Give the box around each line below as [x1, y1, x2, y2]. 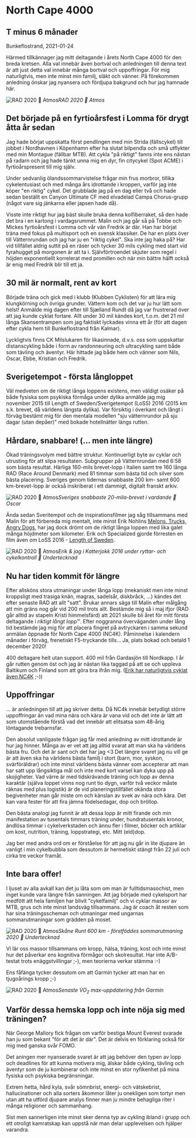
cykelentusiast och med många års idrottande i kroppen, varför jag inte [6, 180, 177, 188]
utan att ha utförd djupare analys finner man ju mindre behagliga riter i [6, 1096, 175, 1103]
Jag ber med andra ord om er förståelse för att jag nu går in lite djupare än [6, 840, 185, 847]
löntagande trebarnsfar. [6, 724, 63, 731]
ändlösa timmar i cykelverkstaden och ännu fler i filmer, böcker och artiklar [6, 822, 187, 829]
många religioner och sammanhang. [6, 1102, 93, 1109]
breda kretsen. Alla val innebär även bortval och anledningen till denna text [6, 60, 187, 67]
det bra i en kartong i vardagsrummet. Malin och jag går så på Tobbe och [6, 217, 182, 224]
